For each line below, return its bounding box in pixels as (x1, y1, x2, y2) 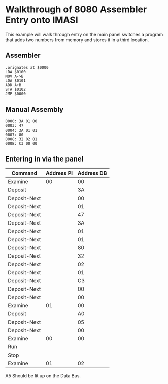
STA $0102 (5, 87, 26, 92)
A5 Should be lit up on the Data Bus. (5, 373, 81, 379)
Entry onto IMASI (5, 14, 79, 26)
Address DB (77, 170, 107, 177)
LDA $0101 (5, 78, 26, 83)
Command (11, 170, 37, 177)
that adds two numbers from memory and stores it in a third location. (5, 37, 149, 43)
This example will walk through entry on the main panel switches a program (5, 31, 163, 37)
